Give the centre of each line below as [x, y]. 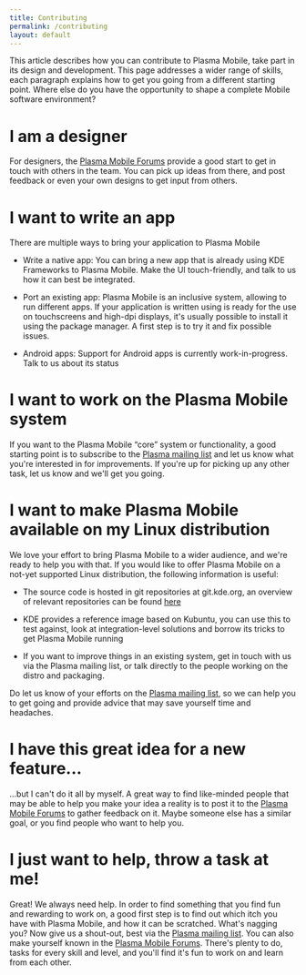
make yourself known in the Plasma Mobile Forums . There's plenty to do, [146, 943]
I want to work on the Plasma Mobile [149, 400]
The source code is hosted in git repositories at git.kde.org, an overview [158, 592]
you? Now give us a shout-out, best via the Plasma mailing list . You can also [152, 933]
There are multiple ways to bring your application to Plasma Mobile [135, 243]
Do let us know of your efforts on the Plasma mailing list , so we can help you [153, 694]
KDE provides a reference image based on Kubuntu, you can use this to [157, 619]
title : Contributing [49, 18]
